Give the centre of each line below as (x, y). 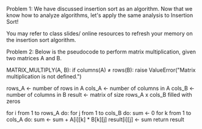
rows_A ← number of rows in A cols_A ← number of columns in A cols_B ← (101, 88)
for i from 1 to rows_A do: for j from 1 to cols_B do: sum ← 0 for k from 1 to (99, 113)
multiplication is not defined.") (44, 76)
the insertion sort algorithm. (41, 40)
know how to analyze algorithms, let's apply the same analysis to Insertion (100, 15)
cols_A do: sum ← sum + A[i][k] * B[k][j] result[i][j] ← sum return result (95, 119)
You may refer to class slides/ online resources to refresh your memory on (100, 33)
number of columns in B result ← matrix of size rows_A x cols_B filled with (99, 95)
